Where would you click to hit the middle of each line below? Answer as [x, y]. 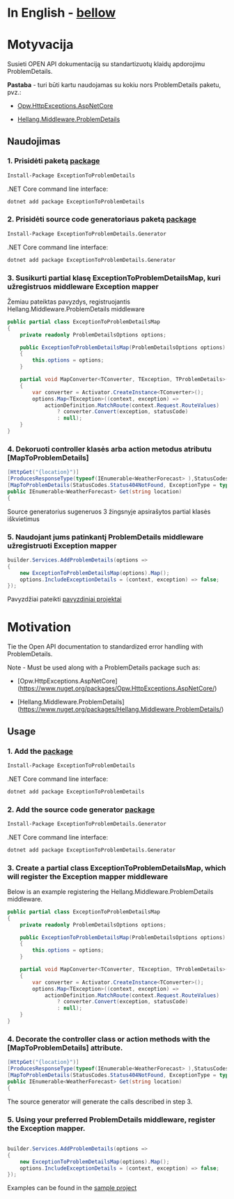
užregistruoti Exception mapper [62, 546]
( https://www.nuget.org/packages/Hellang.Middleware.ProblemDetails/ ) [120, 709]
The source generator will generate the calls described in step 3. [100, 1101]
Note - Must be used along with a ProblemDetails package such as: [104, 667]
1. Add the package [40, 751]
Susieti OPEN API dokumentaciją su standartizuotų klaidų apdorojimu [106, 64]
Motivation [39, 627]
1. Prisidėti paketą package [54, 161]
